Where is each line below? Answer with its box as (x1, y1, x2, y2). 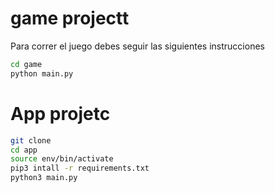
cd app (10, 145, 38, 155)
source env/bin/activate (10, 154, 114, 164)
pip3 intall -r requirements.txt (10, 163, 150, 174)
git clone (10, 135, 52, 146)
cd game (10, 59, 43, 69)
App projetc (10, 102, 111, 125)
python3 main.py (10, 173, 78, 183)
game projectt (10, 7, 130, 30)
